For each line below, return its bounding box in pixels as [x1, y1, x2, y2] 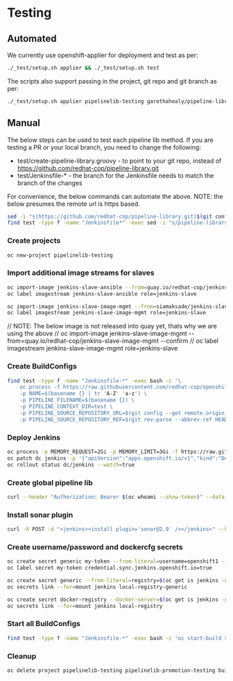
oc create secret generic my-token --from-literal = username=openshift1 [7, 558, 218, 565]
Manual [7, 117, 40, 129]
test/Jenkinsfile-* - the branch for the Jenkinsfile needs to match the [17, 171, 214, 179]
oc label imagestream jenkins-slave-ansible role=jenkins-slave [7, 290, 197, 297]
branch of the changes [17, 179, 83, 187]
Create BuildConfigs [7, 362, 78, 371]
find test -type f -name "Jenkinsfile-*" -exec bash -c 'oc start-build [7, 634, 222, 641]
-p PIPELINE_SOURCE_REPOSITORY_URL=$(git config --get [19, 409, 182, 417]
